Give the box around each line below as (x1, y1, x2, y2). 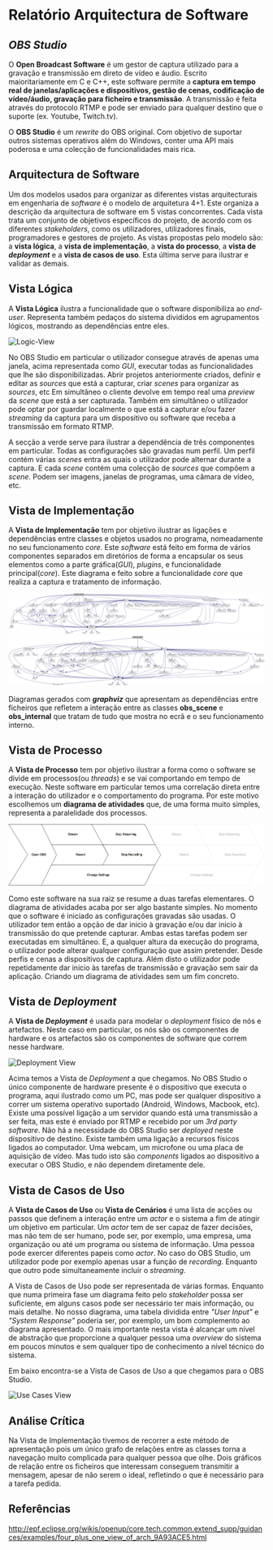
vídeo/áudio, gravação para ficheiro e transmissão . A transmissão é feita (8, 94, 258, 103)
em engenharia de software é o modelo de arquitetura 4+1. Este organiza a (8, 197, 259, 208)
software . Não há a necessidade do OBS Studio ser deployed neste (8, 1125, 234, 1135)
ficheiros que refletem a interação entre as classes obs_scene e (8, 703, 223, 712)
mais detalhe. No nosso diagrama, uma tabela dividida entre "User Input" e (8, 1307, 259, 1317)
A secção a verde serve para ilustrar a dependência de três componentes (8, 437, 255, 447)
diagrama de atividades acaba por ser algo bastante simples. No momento (8, 902, 258, 911)
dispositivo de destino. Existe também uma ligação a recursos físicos (8, 1134, 240, 1144)
